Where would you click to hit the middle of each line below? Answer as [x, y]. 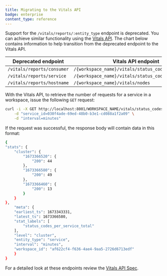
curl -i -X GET [21, 109]
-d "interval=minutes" [38, 119]
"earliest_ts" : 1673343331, [43, 212]
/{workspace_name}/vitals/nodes [112, 83]
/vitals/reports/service [37, 76]
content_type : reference [31, 19]
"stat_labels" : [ [32, 221]
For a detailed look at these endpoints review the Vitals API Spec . [72, 268]
